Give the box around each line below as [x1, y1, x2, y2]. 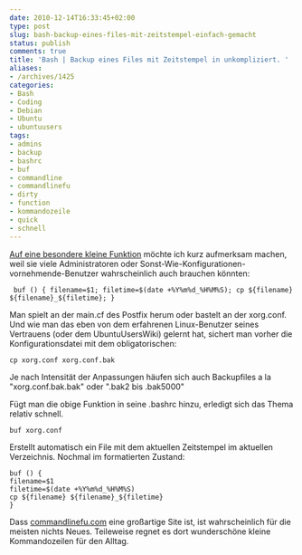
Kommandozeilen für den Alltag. [9, 535, 129, 546]
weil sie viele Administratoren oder [9, 258, 138, 269]
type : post [9, 22, 51, 31]
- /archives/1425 [9, 72, 75, 81]
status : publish [9, 38, 71, 48]
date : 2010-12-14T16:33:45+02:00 [9, 13, 136, 23]
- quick [9, 215, 39, 225]
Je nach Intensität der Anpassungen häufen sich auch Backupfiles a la [9, 371, 271, 382]
